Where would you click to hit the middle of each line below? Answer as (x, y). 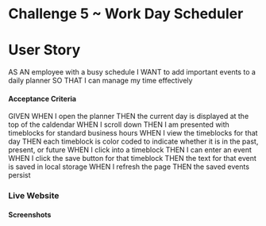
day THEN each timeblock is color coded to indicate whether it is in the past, (133, 142)
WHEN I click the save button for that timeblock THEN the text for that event (132, 159)
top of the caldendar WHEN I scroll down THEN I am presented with (119, 124)
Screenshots (30, 214)
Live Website (34, 196)
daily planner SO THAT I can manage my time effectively (100, 81)
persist (19, 175)
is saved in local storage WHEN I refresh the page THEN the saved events (129, 167)
